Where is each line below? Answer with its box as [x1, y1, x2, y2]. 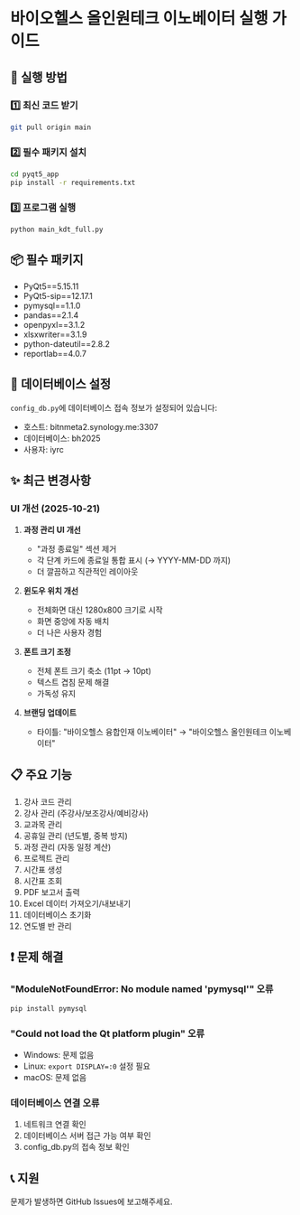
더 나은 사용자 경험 [36, 627, 103, 638]
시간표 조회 [23, 875, 63, 886]
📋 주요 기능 [10, 767, 73, 782]
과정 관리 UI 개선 [23, 525, 82, 536]
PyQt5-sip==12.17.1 [23, 290, 93, 301]
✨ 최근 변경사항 [10, 472, 92, 488]
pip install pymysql [10, 1004, 88, 1013]
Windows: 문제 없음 [23, 1049, 95, 1060]
